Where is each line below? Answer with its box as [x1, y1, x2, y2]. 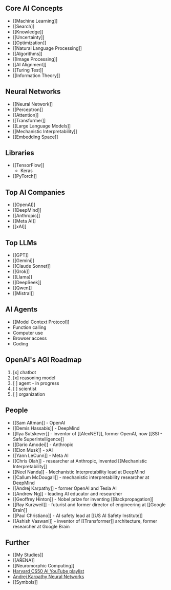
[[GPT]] [12, 252, 29, 259]
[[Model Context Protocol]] [12, 319, 70, 325]
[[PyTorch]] [12, 173, 37, 179]
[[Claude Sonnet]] [12, 263, 51, 269]
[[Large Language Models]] [12, 123, 71, 129]
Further [5, 538, 30, 547]
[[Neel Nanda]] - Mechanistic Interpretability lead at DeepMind [12, 469, 145, 475]
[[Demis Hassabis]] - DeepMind [12, 425, 80, 431]
